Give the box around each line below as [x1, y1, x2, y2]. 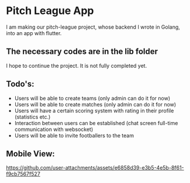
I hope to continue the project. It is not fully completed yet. [6, 62, 147, 69]
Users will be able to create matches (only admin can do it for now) [14, 101, 177, 108]
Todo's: [6, 79, 34, 89]
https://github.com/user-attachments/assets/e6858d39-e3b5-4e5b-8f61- [6, 164, 184, 171]
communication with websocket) [14, 126, 94, 133]
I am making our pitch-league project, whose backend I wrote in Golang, [6, 23, 180, 30]
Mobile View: [6, 149, 56, 158]
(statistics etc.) [14, 113, 51, 120]
